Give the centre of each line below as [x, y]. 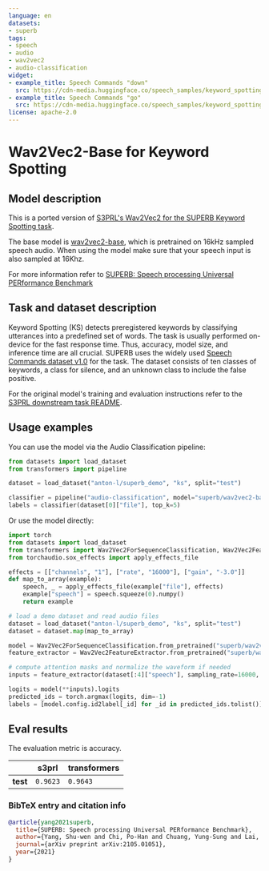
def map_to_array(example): [55, 580]
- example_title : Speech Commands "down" [78, 82]
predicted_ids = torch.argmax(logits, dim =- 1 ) [87, 696]
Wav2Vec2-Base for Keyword [109, 152]
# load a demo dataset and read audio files [84, 616]
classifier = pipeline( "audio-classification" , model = [102, 498]
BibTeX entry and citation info [67, 805]
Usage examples [51, 428]
